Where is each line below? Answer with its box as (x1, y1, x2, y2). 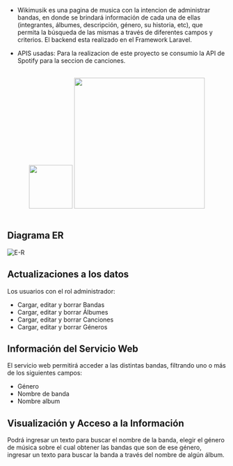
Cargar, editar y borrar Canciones (17, 315, 114, 324)
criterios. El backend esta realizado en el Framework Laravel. (17, 36, 193, 44)
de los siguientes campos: (7, 369, 82, 377)
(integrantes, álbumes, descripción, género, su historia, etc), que (17, 21, 203, 29)
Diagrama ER (7, 230, 64, 241)
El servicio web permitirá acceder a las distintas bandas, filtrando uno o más (7, 361, 226, 370)
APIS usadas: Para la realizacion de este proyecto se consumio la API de (17, 49, 225, 57)
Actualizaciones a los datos (7, 269, 129, 280)
